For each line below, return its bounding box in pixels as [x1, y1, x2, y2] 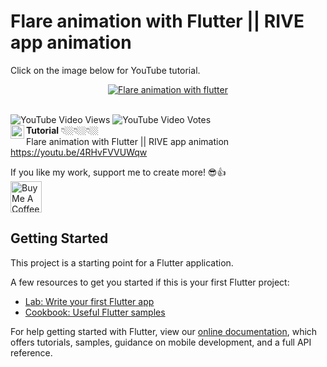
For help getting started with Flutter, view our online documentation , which [10, 325, 318, 337]
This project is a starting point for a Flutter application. [10, 256, 234, 269]
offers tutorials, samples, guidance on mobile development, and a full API [10, 336, 312, 348]
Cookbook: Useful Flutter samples [24, 306, 166, 318]
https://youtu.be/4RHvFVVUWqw [10, 146, 148, 158]
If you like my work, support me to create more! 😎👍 [10, 166, 227, 178]
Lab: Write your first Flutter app [24, 295, 155, 307]
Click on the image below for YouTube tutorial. [10, 64, 201, 76]
